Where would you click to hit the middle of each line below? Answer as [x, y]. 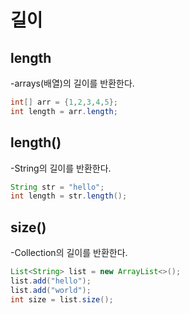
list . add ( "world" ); [51, 290]
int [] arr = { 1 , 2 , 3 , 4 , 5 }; [64, 102]
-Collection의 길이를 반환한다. [69, 253]
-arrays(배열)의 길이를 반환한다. [72, 83]
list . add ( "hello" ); [51, 281]
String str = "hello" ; [57, 187]
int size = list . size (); [62, 299]
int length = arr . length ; [64, 111]
